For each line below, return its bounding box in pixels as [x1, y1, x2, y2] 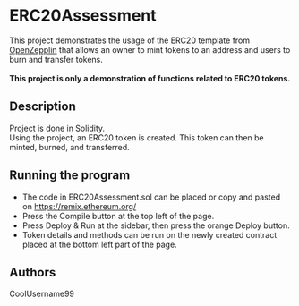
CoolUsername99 [9, 288, 74, 300]
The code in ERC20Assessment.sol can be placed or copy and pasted [21, 191, 280, 202]
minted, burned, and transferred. [9, 141, 130, 152]
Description [9, 99, 76, 115]
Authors [9, 265, 56, 280]
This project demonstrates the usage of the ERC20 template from [9, 35, 251, 46]
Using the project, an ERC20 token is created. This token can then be [9, 132, 264, 143]
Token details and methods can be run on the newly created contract [21, 229, 278, 240]
